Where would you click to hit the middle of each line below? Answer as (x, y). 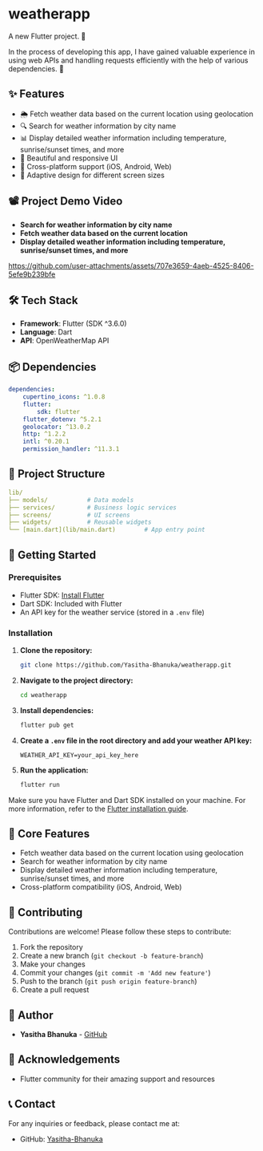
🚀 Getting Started (52, 555)
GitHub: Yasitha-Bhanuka (62, 1139)
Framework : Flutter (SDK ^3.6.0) (73, 324)
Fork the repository (52, 947)
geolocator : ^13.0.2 (57, 427)
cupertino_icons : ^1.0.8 (64, 397)
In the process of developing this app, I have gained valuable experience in (132, 51)
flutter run (40, 784)
